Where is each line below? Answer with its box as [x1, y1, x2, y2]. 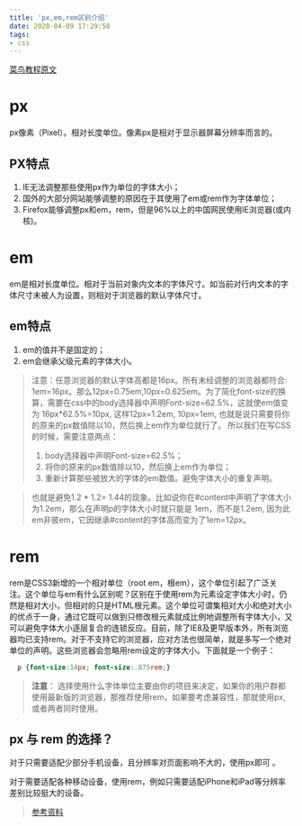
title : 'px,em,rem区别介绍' [9, 13, 110, 23]
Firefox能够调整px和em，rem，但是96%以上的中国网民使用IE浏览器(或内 [22, 204, 292, 214]
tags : [9, 30, 30, 39]
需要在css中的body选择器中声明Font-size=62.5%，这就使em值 [47, 397, 281, 408]
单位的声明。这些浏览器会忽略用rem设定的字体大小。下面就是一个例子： [9, 645, 276, 656]
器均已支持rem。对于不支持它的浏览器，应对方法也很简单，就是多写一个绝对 [9, 633, 292, 644]
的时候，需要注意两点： [31, 431, 119, 441]
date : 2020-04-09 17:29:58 [9, 22, 111, 31]
